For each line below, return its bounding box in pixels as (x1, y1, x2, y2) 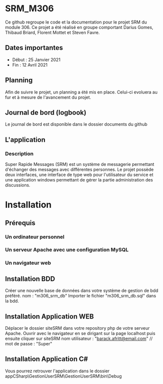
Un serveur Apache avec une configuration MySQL (5, 247, 129, 253)
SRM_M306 (5, 3, 54, 14)
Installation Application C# (5, 355, 88, 363)
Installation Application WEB (5, 312, 94, 320)
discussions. (5, 182, 30, 188)
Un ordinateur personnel (5, 233, 65, 240)
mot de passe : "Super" (5, 341, 52, 347)
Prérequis (5, 219, 36, 227)
